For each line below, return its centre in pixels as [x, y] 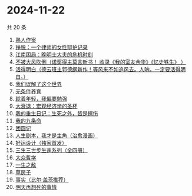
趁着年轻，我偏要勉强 [41, 98]
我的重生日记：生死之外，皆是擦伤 [57, 113]
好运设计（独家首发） [41, 142]
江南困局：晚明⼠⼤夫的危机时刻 [54, 54]
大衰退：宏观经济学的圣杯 [46, 106]
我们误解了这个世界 [39, 84]
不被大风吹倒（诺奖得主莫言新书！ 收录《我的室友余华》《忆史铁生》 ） [100, 62]
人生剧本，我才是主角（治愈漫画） [57, 135]
